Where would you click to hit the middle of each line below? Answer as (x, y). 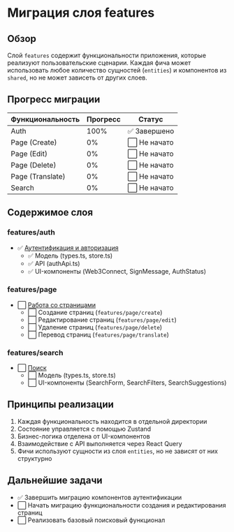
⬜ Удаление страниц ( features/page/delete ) (95, 327)
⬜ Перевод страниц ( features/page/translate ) (98, 334)
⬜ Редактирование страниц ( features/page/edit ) (102, 320)
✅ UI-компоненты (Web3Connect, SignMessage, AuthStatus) (117, 271)
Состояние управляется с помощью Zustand (84, 429)
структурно (35, 458)
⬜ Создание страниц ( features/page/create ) (95, 312)
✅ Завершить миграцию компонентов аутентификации (100, 497)
